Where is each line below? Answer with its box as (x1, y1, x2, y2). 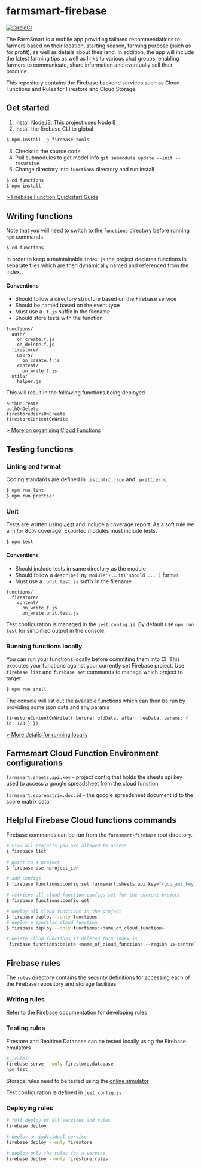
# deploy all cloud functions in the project (6, 908, 121, 915)
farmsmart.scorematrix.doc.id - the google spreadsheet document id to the (6, 792, 193, 799)
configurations (6, 757, 63, 768)
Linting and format (6, 462, 61, 470)
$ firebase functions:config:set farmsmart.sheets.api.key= (6, 881, 160, 888)
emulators (6, 1044, 31, 1051)
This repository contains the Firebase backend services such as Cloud (6, 79, 180, 86)
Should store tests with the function (14, 315, 103, 322)
